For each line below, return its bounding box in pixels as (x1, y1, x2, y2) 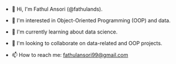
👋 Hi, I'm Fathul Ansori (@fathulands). (11, 6, 103, 12)
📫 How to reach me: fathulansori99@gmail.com (11, 52, 128, 58)
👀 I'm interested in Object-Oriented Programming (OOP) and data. (11, 17, 171, 23)
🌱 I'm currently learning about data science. (11, 28, 118, 35)
